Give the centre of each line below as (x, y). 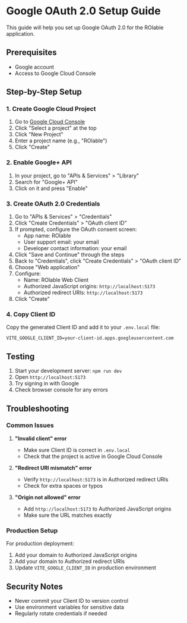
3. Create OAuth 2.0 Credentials (53, 204)
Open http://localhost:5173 (50, 377)
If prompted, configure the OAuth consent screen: (76, 229)
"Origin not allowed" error (48, 497)
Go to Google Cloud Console (50, 122)
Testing (20, 356)
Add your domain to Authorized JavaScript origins (76, 555)
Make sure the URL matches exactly (68, 515)
